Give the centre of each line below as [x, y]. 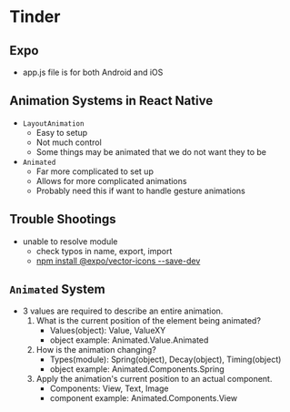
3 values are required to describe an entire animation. [123, 311]
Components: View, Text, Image [109, 388]
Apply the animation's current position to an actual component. [154, 379]
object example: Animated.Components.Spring [137, 369]
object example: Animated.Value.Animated [129, 340]
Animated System [58, 289]
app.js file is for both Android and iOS [93, 72]
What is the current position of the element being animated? [149, 321]
